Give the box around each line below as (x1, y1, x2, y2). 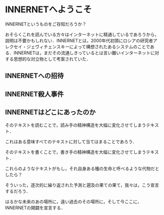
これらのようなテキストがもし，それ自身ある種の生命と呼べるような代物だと (5, 166, 160, 171)
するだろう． (5, 188, 31, 194)
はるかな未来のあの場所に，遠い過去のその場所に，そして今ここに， (5, 198, 142, 204)
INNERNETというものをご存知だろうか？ (5, 21, 87, 27)
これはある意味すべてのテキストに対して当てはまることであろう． (5, 139, 137, 144)
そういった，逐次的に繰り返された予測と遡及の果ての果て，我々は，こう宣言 (5, 182, 159, 188)
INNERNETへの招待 (5, 72, 64, 80)
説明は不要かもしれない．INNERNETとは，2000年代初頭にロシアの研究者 (5, 37, 153, 44)
